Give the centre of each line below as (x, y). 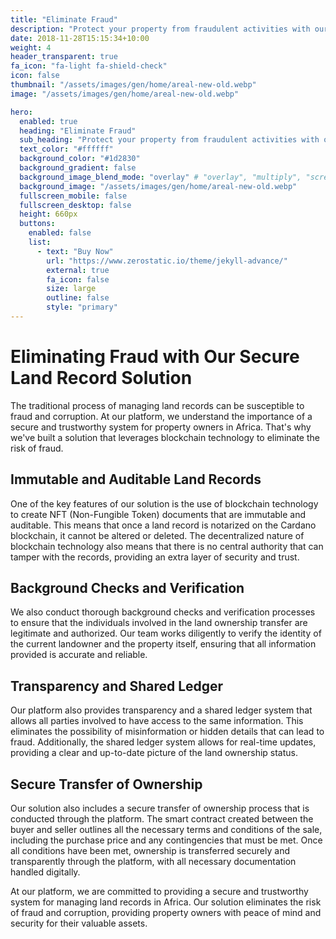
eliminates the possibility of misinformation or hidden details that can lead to (167, 732)
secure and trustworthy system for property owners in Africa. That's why (161, 427)
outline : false (78, 298)
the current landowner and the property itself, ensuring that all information (163, 644)
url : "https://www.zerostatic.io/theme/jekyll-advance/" (167, 261)
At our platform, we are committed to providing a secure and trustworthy (159, 892)
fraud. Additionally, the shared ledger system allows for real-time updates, (163, 742)
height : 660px (48, 214)
